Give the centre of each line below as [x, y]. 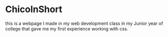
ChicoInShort [34, 9]
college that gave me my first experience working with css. [67, 28]
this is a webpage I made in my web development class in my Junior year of [84, 23]
